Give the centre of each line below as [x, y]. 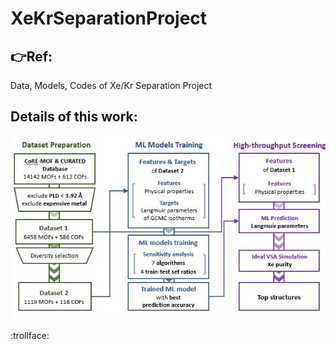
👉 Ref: [31, 56]
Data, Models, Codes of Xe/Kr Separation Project [111, 85]
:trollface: [30, 336]
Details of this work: [74, 117]
